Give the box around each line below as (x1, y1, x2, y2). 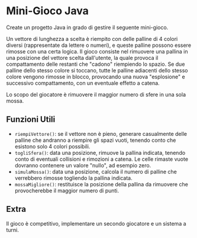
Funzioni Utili (6, 115, 56, 125)
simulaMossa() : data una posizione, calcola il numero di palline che (14, 168, 177, 175)
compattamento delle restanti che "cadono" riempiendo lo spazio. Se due (6, 61, 185, 68)
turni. (6, 226, 20, 233)
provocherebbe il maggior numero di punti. (14, 187, 120, 194)
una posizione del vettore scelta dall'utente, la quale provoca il (6, 54, 159, 61)
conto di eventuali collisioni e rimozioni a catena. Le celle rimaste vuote (14, 156, 188, 163)
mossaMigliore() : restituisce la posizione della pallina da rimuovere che (14, 180, 188, 188)
